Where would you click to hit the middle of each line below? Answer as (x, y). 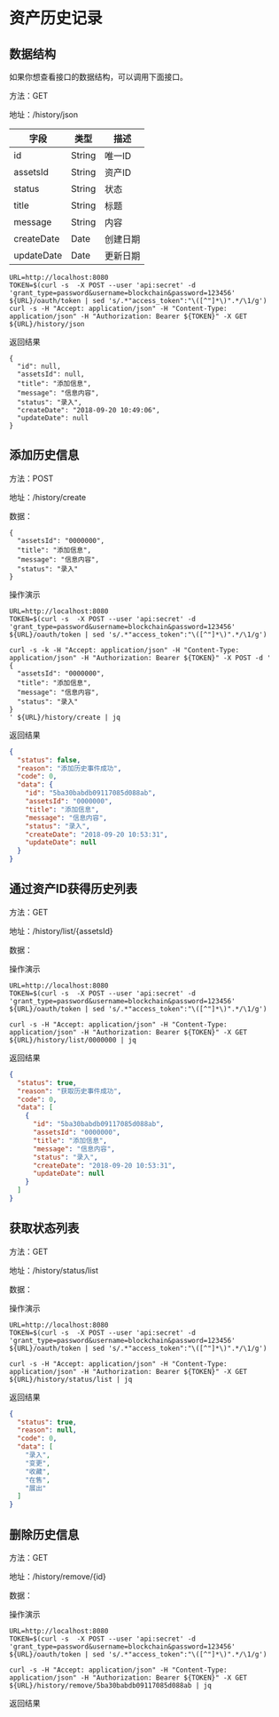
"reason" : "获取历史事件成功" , (70, 1091)
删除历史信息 (44, 1534)
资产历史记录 (56, 18)
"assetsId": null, (51, 374)
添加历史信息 (44, 455)
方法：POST (31, 478)
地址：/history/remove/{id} (58, 1577)
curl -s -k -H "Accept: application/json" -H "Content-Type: (124, 650)
